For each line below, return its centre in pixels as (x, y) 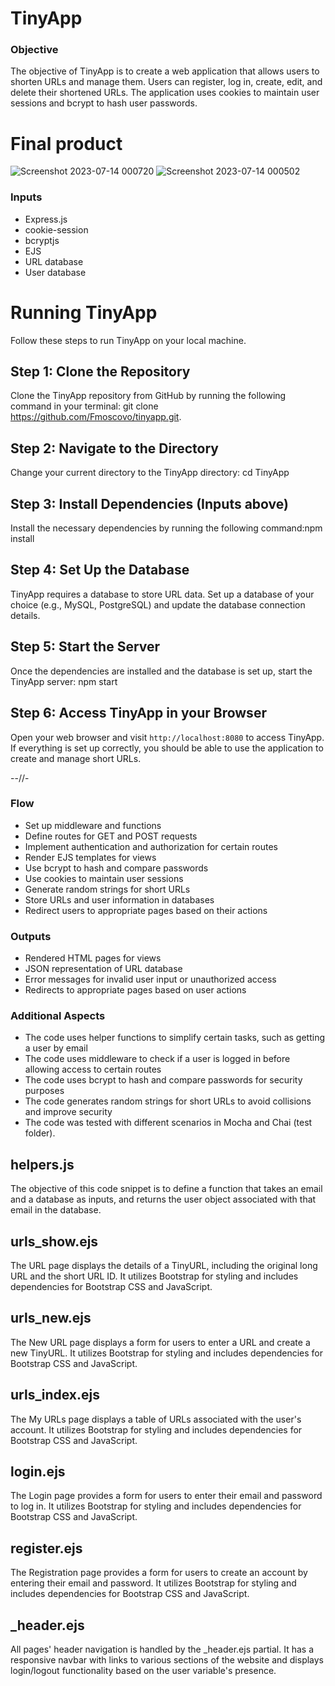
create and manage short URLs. (76, 758)
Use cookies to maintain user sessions (104, 878)
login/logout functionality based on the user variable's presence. (143, 1671)
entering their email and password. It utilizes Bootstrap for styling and (153, 1583)
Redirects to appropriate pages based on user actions (135, 990)
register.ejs (46, 1548)
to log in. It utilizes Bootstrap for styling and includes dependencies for (156, 1506)
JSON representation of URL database (103, 969)
